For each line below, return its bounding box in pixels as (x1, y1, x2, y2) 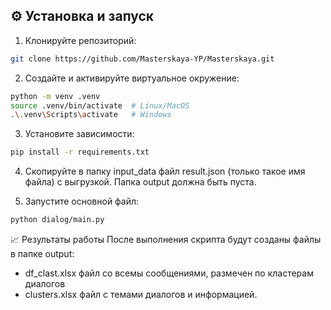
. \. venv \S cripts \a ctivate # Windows (10, 110, 172, 120)
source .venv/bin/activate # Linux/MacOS (10, 100, 190, 111)
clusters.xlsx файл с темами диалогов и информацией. (24, 289, 258, 301)
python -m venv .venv (10, 91, 101, 101)
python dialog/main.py (10, 215, 105, 225)
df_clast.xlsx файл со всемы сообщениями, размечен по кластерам (24, 267, 314, 279)
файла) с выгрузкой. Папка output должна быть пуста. (24, 176, 257, 188)
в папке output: (10, 248, 75, 260)
